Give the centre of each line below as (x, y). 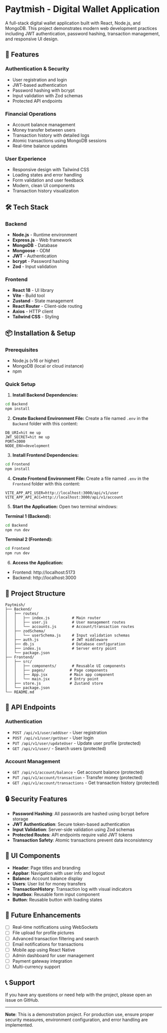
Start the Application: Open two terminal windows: (65, 506)
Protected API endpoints (37, 101)
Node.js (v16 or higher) (36, 361)
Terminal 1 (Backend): (28, 516)
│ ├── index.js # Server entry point (61, 648)
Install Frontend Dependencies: (45, 455)
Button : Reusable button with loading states (57, 899)
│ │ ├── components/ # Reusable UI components (65, 666)
